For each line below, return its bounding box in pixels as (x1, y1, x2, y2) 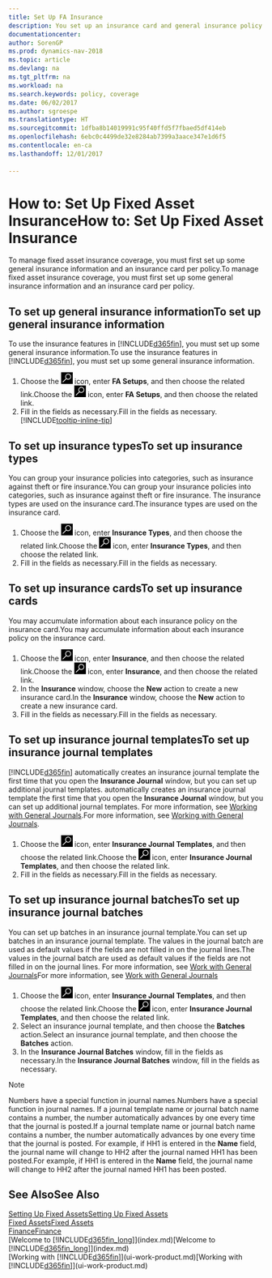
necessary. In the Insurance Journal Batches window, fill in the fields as (19, 1055, 261, 1065)
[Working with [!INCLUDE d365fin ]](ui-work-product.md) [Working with (8, 1252, 243, 1262)
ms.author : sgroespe (8, 107, 79, 115)
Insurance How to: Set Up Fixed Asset (8, 212, 264, 230)
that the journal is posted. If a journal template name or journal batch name (8, 1121, 256, 1131)
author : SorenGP (8, 39, 63, 47)
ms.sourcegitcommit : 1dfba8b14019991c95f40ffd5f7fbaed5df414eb (8, 124, 227, 133)
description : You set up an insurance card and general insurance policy (8, 21, 263, 30)
